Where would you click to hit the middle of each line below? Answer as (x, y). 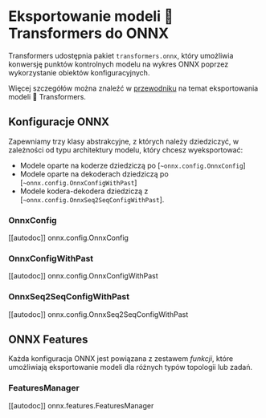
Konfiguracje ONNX (59, 122)
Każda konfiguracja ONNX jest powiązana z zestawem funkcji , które (121, 359)
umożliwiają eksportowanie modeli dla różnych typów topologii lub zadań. (131, 367)
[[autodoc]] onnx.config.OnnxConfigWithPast (83, 276)
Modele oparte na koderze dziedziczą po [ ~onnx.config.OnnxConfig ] (133, 165)
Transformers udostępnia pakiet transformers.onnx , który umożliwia (121, 55)
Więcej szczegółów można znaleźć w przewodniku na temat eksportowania (133, 88)
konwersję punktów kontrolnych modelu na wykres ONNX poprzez (119, 64)
